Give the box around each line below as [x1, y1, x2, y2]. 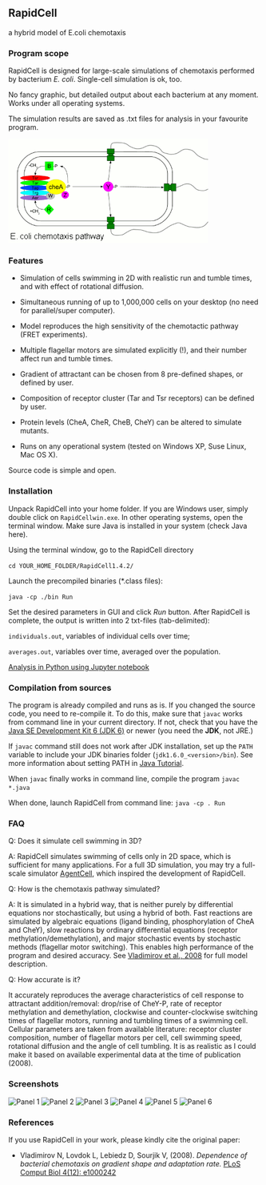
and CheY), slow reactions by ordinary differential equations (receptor [8, 925, 238, 935]
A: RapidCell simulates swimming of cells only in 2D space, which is [8, 852, 232, 861]
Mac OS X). [19, 450, 58, 460]
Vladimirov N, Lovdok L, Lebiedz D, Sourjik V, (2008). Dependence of [19, 1150, 248, 1160]
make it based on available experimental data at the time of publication [8, 1050, 241, 1060]
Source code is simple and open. [8, 466, 117, 475]
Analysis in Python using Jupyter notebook [8, 662, 149, 671]
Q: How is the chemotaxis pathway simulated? [8, 885, 161, 894]
